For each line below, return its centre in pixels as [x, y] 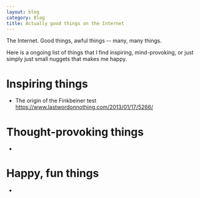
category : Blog [26, 18]
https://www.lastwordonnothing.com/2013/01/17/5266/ [84, 107]
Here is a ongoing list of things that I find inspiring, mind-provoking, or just [100, 53]
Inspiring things [47, 84]
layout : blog [23, 12]
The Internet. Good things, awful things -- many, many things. [84, 41]
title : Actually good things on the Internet [65, 23]
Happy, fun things [53, 173]
